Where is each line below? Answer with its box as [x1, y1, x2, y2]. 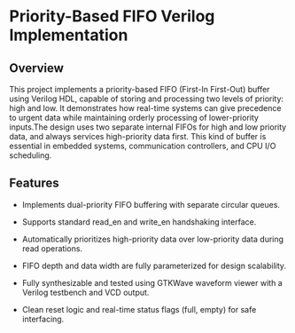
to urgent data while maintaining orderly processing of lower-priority [9, 113, 260, 123]
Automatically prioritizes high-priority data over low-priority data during [21, 234, 284, 244]
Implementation [9, 25, 128, 45]
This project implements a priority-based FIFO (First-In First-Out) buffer [9, 84, 270, 94]
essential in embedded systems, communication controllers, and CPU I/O [9, 140, 276, 151]
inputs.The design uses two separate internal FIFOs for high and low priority [9, 122, 287, 132]
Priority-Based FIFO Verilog [9, 6, 215, 27]
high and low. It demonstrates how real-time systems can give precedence [9, 103, 282, 113]
